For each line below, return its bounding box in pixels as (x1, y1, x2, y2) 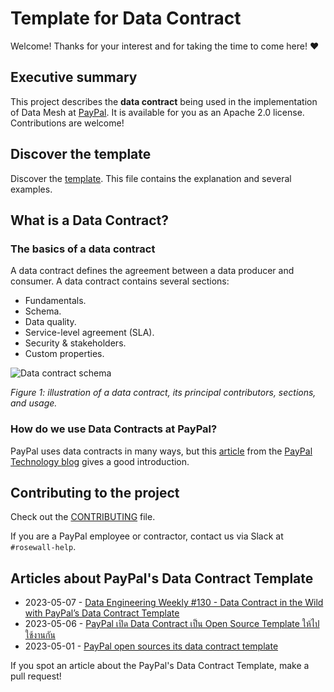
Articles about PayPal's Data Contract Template (10, 570, 314, 587)
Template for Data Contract (10, 7, 242, 30)
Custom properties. (24, 348, 105, 360)
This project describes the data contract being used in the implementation (10, 95, 318, 107)
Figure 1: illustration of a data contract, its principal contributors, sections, (10, 387, 317, 399)
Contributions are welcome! (10, 117, 125, 129)
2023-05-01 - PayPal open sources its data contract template (24, 640, 279, 652)
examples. (10, 183, 53, 195)
